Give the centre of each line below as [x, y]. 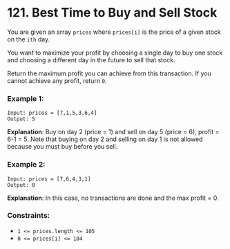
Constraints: [29, 216]
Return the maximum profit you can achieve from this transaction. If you [109, 73]
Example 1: [26, 98]
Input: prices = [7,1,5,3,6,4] [52, 113]
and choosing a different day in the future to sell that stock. [91, 59]
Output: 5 [21, 119]
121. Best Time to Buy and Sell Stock [112, 13]
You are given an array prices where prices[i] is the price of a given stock [114, 32]
